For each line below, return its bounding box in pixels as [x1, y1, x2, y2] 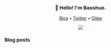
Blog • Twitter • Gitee [59, 16, 102, 21]
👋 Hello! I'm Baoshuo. [55, 4, 107, 11]
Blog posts [4, 36, 30, 43]
